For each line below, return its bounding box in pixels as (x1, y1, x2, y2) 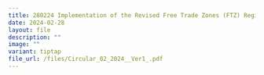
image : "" (8, 41, 41, 48)
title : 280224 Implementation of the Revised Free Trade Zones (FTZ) (8, 11, 241, 20)
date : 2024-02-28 (8, 19, 65, 27)
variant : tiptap (8, 48, 61, 55)
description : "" (8, 33, 61, 41)
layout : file (8, 26, 51, 34)
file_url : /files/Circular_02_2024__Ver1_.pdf (8, 55, 163, 63)
